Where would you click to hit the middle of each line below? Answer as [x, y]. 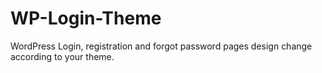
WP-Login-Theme [86, 18]
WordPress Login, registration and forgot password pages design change [161, 46]
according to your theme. [62, 56]
